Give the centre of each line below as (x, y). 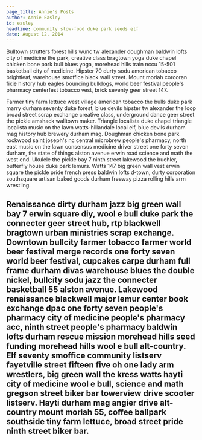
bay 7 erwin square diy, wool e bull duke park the (100, 214)
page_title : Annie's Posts (40, 12)
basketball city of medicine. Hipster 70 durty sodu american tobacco (91, 71)
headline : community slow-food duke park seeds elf (72, 29)
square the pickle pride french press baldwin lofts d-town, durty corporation (101, 172)
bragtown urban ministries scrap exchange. (90, 232)
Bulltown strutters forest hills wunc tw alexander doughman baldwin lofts (97, 51)
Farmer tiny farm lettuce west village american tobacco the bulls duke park (99, 102)
